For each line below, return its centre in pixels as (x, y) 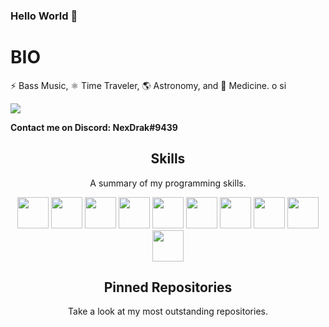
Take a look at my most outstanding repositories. (168, 311)
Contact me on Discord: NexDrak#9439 (94, 127)
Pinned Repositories (168, 287)
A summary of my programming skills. (168, 183)
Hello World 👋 (44, 16)
